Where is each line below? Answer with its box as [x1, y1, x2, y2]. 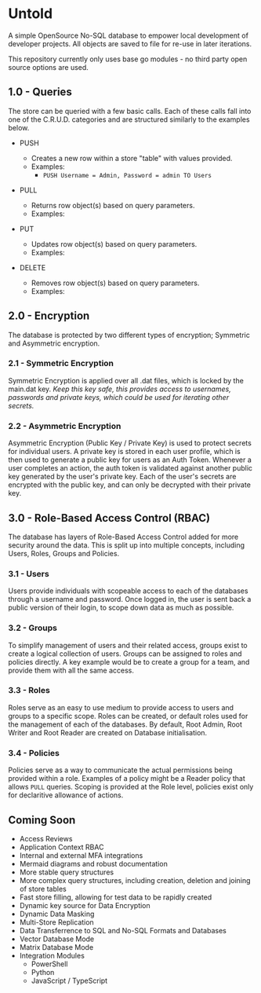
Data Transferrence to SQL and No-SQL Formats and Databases [19, 925, 227, 935]
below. [8, 123, 30, 132]
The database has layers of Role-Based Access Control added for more [8, 532, 239, 541]
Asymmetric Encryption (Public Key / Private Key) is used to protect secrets [8, 438, 252, 448]
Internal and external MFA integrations [19, 850, 143, 860]
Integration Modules [19, 951, 85, 960]
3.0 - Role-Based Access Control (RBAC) [8, 511, 210, 525]
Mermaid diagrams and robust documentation [19, 859, 169, 868]
